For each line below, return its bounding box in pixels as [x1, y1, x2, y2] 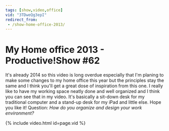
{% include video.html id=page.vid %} [5, 120, 86, 126]
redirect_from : [5, 17, 38, 22]
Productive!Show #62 [5, 55, 100, 67]
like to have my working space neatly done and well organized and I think [5, 88, 160, 95]
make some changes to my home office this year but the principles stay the [5, 78, 164, 84]
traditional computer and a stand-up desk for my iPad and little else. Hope [5, 99, 161, 105]
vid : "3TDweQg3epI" [5, 12, 47, 17]
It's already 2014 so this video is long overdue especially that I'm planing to [5, 72, 164, 78]
